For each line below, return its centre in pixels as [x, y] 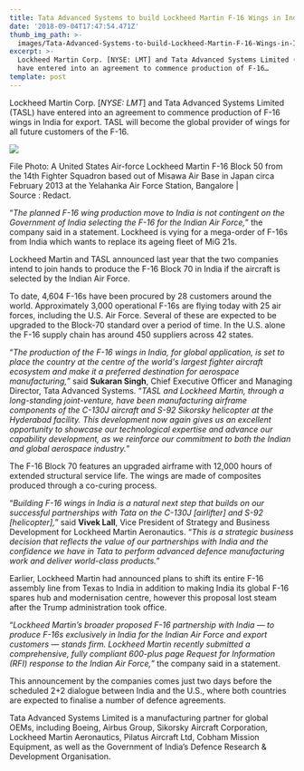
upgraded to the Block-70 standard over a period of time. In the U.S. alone [147, 325]
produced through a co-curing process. [83, 485]
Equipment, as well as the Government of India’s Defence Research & [138, 747]
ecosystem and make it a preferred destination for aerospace [124, 371]
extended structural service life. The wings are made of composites [135, 475]
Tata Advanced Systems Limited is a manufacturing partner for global [139, 717]
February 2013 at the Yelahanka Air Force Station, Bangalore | [124, 185]
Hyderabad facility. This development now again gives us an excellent [140, 419]
